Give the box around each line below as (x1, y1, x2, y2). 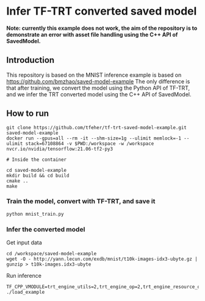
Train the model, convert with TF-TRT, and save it (6, 197, 156, 205)
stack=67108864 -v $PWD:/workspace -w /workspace (25, 140, 154, 147)
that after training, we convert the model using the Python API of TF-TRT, (6, 84, 190, 91)
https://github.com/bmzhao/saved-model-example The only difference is (6, 77, 190, 85)
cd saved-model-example (6, 167, 67, 173)
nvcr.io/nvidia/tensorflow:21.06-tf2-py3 (6, 146, 113, 152)
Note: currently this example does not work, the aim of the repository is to (6, 24, 198, 32)
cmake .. (6, 178, 29, 184)
